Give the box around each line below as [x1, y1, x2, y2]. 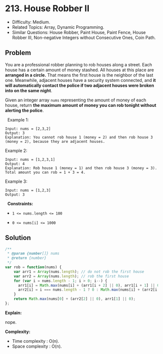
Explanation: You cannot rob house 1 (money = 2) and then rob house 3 [5, 135, 153, 139]
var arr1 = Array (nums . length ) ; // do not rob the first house [14, 269, 145, 274]
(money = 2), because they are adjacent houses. [5, 139, 105, 144]
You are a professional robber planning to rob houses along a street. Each [5, 61, 152, 67]
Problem [5, 49, 32, 57]
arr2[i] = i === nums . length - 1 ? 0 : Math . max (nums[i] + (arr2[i [17, 287, 158, 293]
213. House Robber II [5, 3, 90, 14]
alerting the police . [5, 107, 44, 113]
